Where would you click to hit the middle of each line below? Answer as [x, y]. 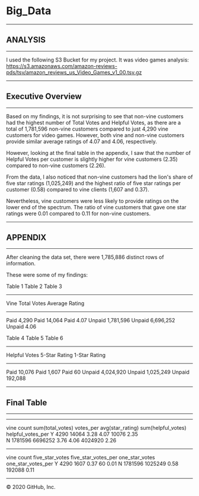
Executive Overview [44, 97]
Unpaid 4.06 [21, 327]
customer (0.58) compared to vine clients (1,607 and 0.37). [78, 189]
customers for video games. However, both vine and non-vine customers [95, 135]
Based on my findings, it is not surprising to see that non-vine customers [95, 116]
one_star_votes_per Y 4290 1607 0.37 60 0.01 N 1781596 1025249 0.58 [92, 464]
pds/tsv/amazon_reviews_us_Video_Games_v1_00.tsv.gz [74, 72]
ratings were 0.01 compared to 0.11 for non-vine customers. [78, 213]
